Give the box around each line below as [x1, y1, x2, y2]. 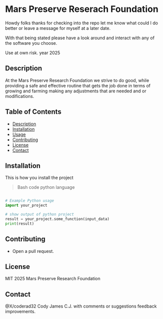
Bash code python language [17, 184, 75, 190]
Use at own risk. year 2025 [5, 50, 60, 56]
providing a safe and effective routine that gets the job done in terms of [5, 82, 151, 88]
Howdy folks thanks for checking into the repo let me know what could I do [5, 20, 159, 26]
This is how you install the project [5, 175, 74, 181]
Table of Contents [5, 108, 62, 116]
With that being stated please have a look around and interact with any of [5, 35, 155, 41]
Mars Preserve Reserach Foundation [5, 3, 159, 15]
